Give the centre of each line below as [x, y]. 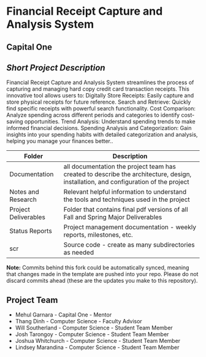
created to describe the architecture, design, [128, 174]
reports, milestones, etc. [98, 235]
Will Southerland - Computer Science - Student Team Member [94, 328]
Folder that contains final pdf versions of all [126, 210]
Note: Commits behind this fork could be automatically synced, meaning [98, 267]
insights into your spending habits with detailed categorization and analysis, [102, 135]
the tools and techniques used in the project [127, 199]
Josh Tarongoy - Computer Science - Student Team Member [92, 334]
